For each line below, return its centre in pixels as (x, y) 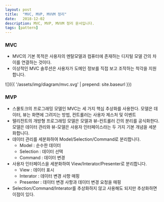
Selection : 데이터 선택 (41, 151)
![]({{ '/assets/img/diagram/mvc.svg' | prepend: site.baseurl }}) (69, 84)
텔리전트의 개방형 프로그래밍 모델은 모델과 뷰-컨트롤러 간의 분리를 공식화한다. (86, 121)
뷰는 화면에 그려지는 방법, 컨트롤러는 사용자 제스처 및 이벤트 (79, 114)
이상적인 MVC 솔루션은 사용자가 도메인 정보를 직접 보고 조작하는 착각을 (80, 69)
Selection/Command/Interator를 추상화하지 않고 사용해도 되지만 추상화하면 (85, 188)
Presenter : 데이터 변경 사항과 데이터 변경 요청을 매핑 (70, 182)
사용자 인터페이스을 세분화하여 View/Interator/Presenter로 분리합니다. (79, 164)
